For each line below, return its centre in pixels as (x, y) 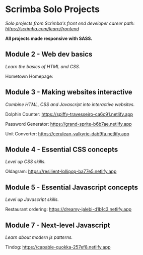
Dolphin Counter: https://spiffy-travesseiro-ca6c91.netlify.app (69, 114)
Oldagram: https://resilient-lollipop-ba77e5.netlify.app (61, 171)
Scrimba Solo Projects (52, 9)
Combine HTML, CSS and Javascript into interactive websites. (70, 104)
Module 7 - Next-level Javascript (58, 225)
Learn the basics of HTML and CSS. (43, 66)
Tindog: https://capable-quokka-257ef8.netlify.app (58, 247)
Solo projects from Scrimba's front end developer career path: (70, 23)
